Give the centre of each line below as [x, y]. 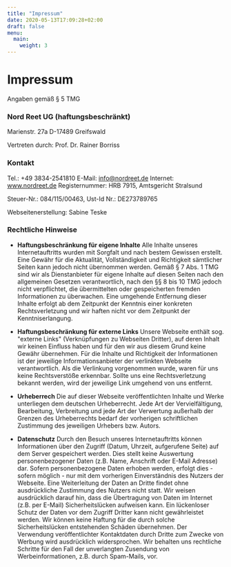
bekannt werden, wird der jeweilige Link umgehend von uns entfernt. [115, 383]
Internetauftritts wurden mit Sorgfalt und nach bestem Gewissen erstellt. [120, 252]
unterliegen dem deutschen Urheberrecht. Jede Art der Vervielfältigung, [120, 404]
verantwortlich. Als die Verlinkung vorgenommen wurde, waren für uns [118, 368]
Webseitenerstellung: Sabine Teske [57, 212]
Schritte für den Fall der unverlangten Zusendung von [93, 548]
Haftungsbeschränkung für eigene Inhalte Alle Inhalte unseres [107, 245]
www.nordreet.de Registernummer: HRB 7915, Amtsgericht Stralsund [105, 185]
